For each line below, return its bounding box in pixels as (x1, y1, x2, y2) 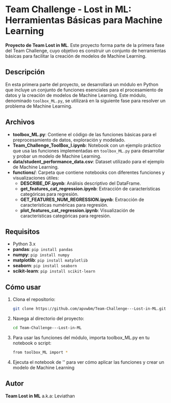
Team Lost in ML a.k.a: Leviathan (5, 393, 75, 399)
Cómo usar (5, 283, 41, 291)
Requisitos (5, 227, 40, 236)
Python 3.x (12, 241, 36, 247)
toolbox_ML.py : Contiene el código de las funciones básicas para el (12, 131, 157, 137)
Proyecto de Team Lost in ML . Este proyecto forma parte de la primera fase (5, 42, 165, 48)
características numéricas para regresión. (20, 202, 109, 208)
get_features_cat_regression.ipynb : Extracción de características (20, 185, 161, 192)
